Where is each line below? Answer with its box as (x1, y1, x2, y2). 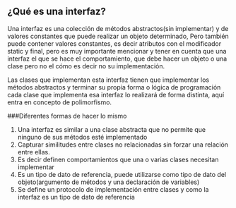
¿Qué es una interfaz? (7, 6, 106, 18)
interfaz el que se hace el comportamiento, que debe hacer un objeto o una (7, 54, 228, 63)
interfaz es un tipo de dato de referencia (17, 192, 136, 201)
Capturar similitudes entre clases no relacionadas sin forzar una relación (17, 140, 228, 149)
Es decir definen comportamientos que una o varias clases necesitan (17, 155, 219, 164)
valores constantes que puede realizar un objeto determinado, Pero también (7, 32, 230, 40)
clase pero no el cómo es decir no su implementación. (7, 61, 165, 70)
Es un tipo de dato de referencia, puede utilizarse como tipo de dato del (17, 170, 227, 178)
